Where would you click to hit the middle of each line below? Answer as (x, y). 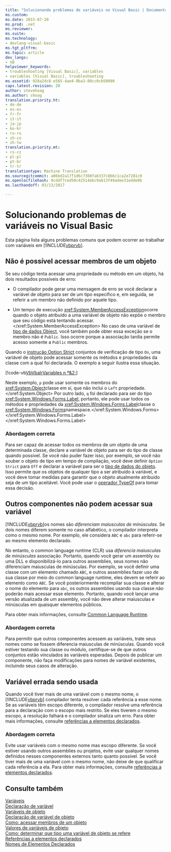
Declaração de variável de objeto (40, 817)
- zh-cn (13, 138)
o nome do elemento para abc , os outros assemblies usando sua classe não (84, 588)
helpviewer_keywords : (28, 67)
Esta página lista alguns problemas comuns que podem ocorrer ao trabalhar (85, 239)
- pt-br (13, 162)
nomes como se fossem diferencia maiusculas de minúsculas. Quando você (85, 644)
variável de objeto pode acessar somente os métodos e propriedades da (81, 357)
